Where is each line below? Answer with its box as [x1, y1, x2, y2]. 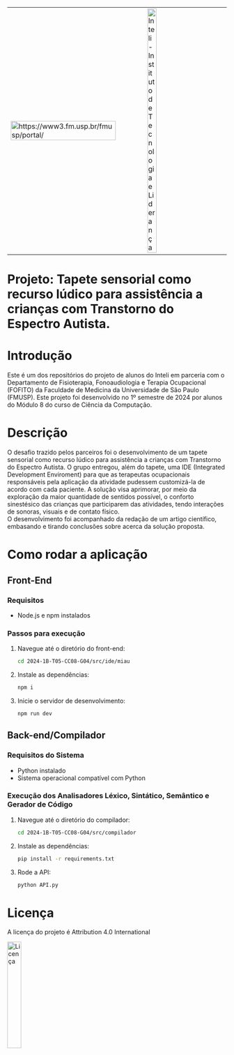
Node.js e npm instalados [17, 611, 91, 620]
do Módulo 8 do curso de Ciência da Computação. [7, 401, 153, 409]
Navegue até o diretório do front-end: [17, 645, 125, 653]
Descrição [7, 425, 68, 441]
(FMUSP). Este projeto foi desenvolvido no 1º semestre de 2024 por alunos [7, 394, 223, 402]
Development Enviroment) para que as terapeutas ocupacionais [7, 470, 190, 479]
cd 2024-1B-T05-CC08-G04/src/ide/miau [17, 658, 130, 665]
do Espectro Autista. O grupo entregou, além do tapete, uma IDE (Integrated [7, 463, 225, 472]
